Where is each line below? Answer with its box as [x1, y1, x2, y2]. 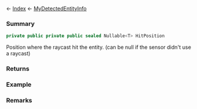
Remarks [6, 96, 32, 104]
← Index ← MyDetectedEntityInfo [6, 5, 87, 12]
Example [6, 81, 32, 89]
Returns [6, 65, 29, 73]
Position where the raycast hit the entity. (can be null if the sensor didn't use [6, 44, 192, 51]
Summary [6, 19, 35, 28]
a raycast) [6, 50, 31, 57]
